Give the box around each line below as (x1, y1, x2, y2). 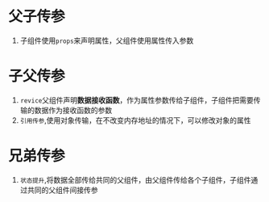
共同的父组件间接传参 (27, 185, 98, 195)
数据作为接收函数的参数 (34, 105, 113, 115)
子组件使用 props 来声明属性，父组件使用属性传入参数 (19, 36, 194, 45)
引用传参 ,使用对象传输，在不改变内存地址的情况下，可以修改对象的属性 (19, 115, 251, 125)
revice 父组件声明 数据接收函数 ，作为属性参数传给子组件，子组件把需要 (19, 95, 254, 105)
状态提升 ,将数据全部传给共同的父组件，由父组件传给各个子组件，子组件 (19, 175, 251, 184)
